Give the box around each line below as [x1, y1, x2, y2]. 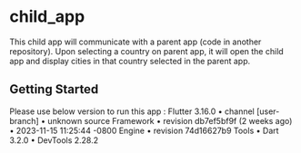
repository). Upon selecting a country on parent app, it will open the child [9, 45, 284, 56]
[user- [256, 106, 280, 117]
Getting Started [9, 81, 99, 97]
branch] [9, 115, 39, 126]
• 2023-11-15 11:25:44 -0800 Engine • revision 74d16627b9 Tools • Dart [9, 125, 279, 136]
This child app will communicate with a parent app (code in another [9, 36, 262, 47]
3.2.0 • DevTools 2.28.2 [9, 134, 99, 146]
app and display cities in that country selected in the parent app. [9, 55, 251, 66]
